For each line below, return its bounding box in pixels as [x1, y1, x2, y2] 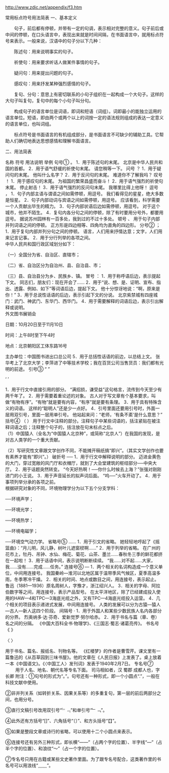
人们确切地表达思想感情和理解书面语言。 [9, 138, 94, 144]
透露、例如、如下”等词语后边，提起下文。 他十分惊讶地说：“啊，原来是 [14, 286, 160, 291]
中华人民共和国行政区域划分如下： [5, 241, 76, 247]
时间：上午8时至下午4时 [5, 332, 55, 338]
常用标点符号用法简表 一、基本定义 [5, 15, 77, 21]
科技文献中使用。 [5, 679, 41, 685]
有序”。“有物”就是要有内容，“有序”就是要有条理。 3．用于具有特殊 [20, 399, 157, 405]
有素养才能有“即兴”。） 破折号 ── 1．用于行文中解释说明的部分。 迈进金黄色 [5, 454, 161, 460]
